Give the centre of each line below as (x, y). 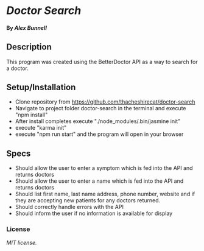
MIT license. (22, 242)
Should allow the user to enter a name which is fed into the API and (99, 181)
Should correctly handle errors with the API (69, 207)
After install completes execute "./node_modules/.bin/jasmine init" (98, 121)
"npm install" (31, 115)
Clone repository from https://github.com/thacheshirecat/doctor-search (105, 102)
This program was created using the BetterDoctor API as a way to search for (102, 62)
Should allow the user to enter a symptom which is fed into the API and (104, 168)
